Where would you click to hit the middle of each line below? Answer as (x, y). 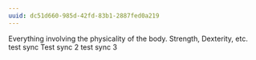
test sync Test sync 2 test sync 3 (63, 47)
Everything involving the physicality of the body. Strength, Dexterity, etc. (128, 38)
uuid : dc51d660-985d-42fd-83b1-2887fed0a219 (84, 16)
